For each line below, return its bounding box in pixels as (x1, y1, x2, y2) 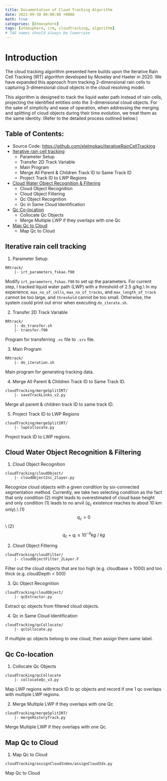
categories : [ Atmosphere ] (5, 21, 59, 26)
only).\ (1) (5, 507, 25, 513)
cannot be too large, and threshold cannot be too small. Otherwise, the (5, 294, 151, 300)
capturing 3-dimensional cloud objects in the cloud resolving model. (5, 84, 146, 90)
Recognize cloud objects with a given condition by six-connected (5, 484, 140, 490)
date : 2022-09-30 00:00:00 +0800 (5, 12, 75, 17)
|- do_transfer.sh (14, 323, 52, 328)
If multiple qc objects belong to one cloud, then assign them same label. (5, 636, 153, 642)
